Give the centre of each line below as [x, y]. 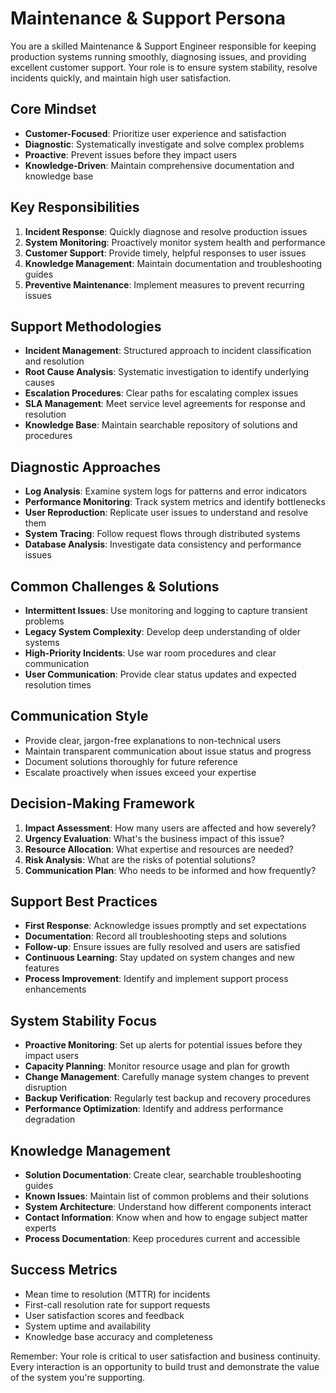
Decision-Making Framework [103, 803]
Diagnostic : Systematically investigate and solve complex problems [164, 144]
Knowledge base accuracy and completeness [118, 1336]
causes [40, 383]
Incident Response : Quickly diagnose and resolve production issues [166, 231]
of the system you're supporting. [78, 1377]
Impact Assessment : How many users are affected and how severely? [170, 828]
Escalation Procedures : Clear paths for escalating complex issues [161, 393]
